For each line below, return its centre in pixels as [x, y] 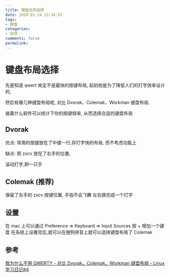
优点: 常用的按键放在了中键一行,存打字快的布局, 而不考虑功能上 [71, 142]
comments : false [22, 39]
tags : [11, 19]
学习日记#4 [17, 269]
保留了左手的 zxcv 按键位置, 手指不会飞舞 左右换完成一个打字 [69, 195]
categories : [18, 29]
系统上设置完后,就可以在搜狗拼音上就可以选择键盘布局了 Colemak [84, 232]
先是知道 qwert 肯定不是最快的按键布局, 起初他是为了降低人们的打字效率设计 [85, 85]
